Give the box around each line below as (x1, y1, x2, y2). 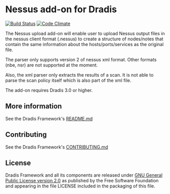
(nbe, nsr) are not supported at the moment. (5, 62, 98, 68)
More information (5, 102, 62, 111)
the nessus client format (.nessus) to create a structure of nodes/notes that (5, 36, 163, 42)
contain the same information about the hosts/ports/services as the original (5, 41, 164, 47)
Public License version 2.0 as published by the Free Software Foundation (5, 178, 159, 184)
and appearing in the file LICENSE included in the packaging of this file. (5, 183, 156, 189)
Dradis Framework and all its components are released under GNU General (5, 172, 163, 178)
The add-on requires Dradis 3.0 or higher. (5, 87, 93, 93)
